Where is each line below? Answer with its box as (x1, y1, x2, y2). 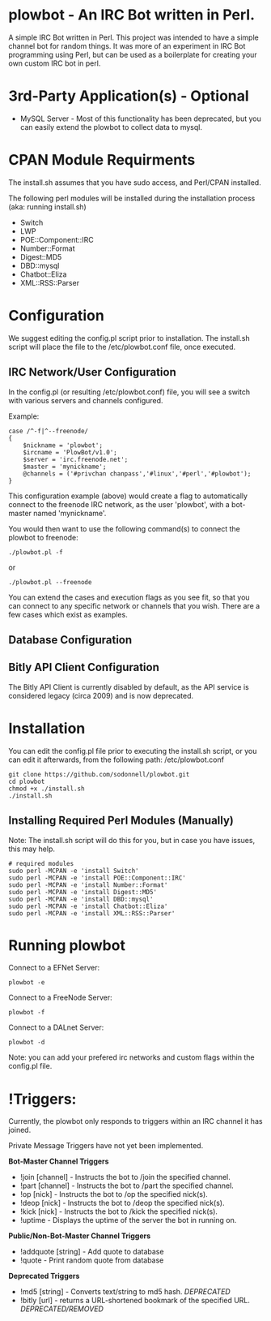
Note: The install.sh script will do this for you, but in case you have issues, (8, 835, 256, 845)
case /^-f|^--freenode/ (8, 427, 89, 435)
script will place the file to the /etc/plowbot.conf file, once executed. (8, 342, 236, 351)
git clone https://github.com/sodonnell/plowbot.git (8, 770, 190, 778)
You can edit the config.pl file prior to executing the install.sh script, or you (8, 746, 257, 755)
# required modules (8, 859, 74, 867)
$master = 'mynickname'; (23, 463, 107, 471)
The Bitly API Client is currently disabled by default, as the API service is (8, 682, 249, 691)
